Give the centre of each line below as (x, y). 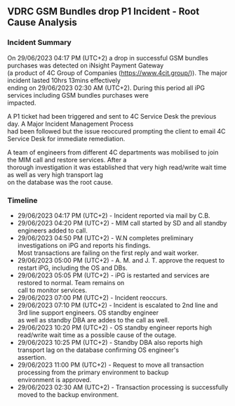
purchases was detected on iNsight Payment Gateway (86, 65)
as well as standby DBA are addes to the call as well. (93, 320)
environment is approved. (54, 379)
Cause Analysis (42, 23)
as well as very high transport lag (55, 174)
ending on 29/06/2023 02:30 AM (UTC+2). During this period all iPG (106, 88)
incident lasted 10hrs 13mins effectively (64, 80)
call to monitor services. (52, 290)
